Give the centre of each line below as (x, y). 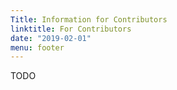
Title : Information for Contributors (89, 19)
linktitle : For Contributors (71, 29)
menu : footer (37, 47)
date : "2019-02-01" (51, 38)
